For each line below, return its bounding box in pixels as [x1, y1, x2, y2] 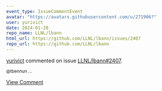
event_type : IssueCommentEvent [6, 8, 83, 15]
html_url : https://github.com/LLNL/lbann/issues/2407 [6, 36, 141, 41]
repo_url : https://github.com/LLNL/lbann [6, 41, 110, 47]
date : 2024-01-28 [6, 24, 49, 31]
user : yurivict [6, 19, 44, 25]
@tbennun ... [6, 68, 32, 74]
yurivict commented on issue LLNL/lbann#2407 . [6, 57, 123, 64]
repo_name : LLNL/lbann [6, 30, 62, 36]
